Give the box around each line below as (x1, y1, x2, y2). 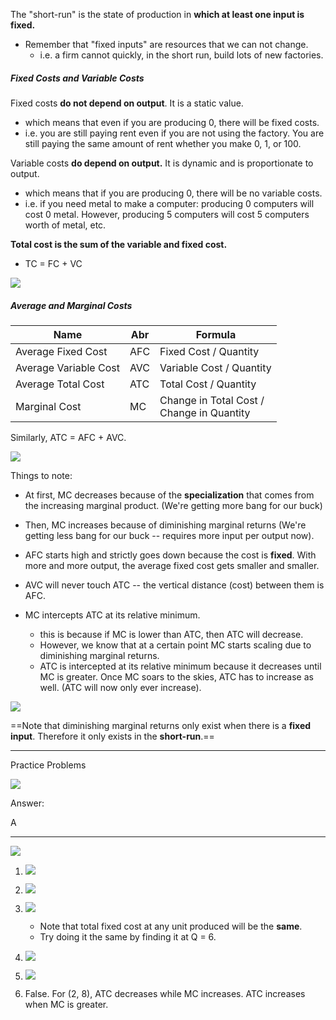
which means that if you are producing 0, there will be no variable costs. (24, 187, 323, 199)
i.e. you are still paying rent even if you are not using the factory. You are (24, 127, 325, 139)
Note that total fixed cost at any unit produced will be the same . (39, 920, 303, 932)
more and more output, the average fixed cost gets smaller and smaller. (24, 559, 320, 571)
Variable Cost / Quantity (159, 360, 272, 374)
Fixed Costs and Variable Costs (10, 72, 145, 84)
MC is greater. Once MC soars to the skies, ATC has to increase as (39, 670, 314, 683)
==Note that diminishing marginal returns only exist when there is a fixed (10, 719, 312, 731)
